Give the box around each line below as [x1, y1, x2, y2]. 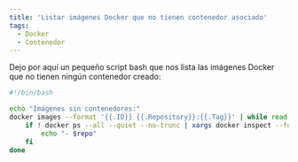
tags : [9, 21, 29, 30]
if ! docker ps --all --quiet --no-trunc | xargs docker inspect [25, 120, 272, 129]
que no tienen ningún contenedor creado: [9, 72, 161, 82]
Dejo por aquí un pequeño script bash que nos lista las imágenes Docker [9, 62, 275, 73]
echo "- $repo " [41, 129, 98, 138]
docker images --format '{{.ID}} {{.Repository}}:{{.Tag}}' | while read [9, 112, 288, 121]
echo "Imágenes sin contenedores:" [9, 104, 141, 113]
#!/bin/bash [9, 89, 53, 97]
